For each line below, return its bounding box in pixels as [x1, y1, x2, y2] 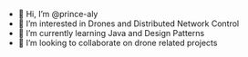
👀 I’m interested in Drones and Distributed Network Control [17, 18, 240, 29]
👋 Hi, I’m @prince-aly [17, 9, 98, 19]
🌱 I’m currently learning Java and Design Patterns [17, 28, 205, 38]
